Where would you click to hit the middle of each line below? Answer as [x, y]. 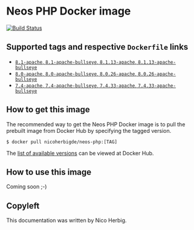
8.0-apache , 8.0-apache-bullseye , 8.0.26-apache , [76, 73]
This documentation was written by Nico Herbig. [66, 220]
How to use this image [49, 172]
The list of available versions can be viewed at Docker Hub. [80, 153]
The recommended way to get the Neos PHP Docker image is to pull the [96, 124]
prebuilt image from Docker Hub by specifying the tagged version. [89, 130]
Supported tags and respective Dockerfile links [97, 47]
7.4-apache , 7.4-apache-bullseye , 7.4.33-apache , [76, 85]
